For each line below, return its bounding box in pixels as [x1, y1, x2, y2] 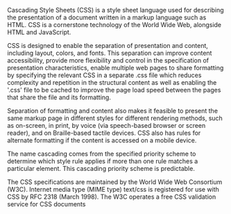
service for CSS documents [7, 200, 86, 208]
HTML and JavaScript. [7, 28, 71, 36]
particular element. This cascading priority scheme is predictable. [7, 165, 196, 172]
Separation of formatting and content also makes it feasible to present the [7, 107, 219, 115]
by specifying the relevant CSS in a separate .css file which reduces [7, 71, 202, 79]
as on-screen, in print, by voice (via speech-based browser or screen [7, 122, 206, 129]
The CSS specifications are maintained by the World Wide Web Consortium [7, 178, 223, 186]
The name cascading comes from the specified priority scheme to [7, 149, 196, 158]
